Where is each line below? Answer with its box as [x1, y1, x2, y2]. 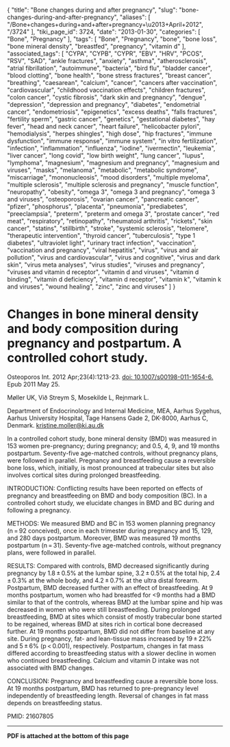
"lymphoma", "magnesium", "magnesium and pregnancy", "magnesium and [7, 159, 220, 167]
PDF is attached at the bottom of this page [7, 731, 129, 739]
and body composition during [7, 321, 179, 336]
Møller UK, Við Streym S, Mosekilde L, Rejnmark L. [7, 393, 149, 402]
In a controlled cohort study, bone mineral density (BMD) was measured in [7, 434, 217, 443]
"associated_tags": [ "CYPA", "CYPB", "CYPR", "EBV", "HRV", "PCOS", [7, 49, 204, 58]
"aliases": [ [119, 13, 151, 21]
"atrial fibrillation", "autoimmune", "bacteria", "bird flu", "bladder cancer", [7, 64, 212, 72]
